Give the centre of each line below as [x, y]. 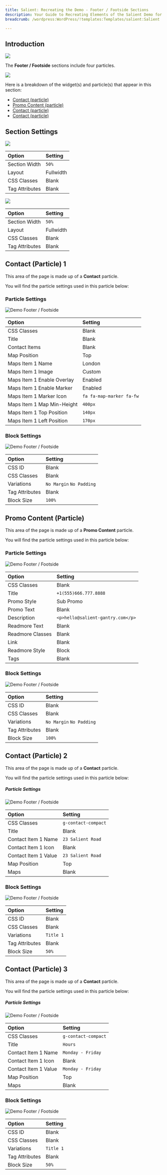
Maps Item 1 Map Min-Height [43, 404]
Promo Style [22, 601]
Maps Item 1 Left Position [38, 421]
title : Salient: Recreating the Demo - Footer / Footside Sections [77, 10]
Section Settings [32, 131]
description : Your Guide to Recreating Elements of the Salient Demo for [84, 15]
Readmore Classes [30, 634]
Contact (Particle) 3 [36, 969]
